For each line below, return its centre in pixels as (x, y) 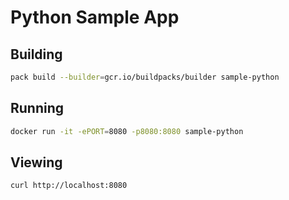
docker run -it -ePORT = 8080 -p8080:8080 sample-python (127, 131)
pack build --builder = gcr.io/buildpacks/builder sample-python (145, 77)
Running (37, 108)
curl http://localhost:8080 (69, 186)
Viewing (36, 162)
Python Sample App (95, 17)
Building (36, 54)
